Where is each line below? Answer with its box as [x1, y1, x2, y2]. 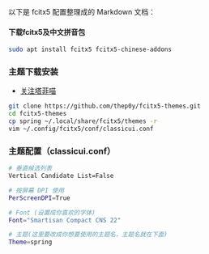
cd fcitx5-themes [8, 110, 67, 118]
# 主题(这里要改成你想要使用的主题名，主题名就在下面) [8, 231, 168, 239]
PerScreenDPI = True [8, 193, 70, 202]
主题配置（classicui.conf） [8, 145, 116, 156]
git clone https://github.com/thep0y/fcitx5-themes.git [8, 102, 201, 111]
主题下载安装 [8, 66, 59, 77]
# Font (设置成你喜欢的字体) [8, 209, 96, 217]
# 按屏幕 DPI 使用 [8, 186, 65, 194]
